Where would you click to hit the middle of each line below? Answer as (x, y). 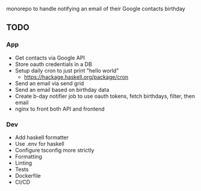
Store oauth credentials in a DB (53, 64)
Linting (23, 163)
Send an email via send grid (49, 83)
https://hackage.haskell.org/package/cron (76, 77)
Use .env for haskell (39, 144)
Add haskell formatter (42, 137)
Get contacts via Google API (50, 58)
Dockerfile (28, 175)
